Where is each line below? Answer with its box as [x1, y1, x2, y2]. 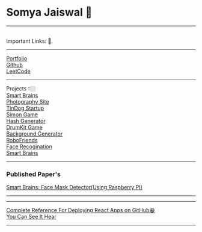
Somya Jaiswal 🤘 [6, 5, 93, 19]
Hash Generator [6, 117, 46, 124]
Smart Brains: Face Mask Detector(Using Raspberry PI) [6, 184, 142, 191]
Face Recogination [6, 143, 52, 150]
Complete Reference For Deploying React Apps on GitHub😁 [6, 207, 155, 214]
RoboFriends [6, 136, 38, 143]
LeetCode [6, 67, 31, 75]
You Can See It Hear [6, 213, 57, 221]
